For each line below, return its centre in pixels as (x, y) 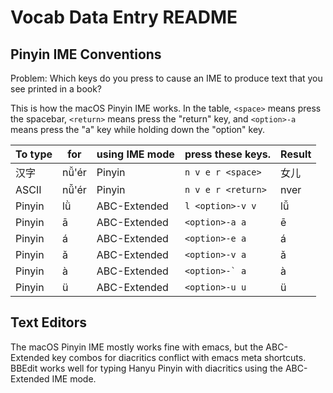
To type (34, 154)
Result (296, 154)
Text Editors (48, 322)
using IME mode (135, 154)
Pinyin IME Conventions (86, 54)
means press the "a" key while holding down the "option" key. (138, 129)
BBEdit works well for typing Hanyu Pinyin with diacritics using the (146, 368)
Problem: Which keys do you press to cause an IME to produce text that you (166, 78)
